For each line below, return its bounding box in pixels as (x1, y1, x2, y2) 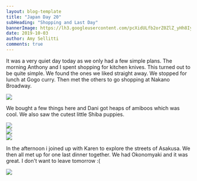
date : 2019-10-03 (6, 30, 49, 36)
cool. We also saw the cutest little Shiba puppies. (6, 111, 125, 118)
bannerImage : (6, 25, 38, 31)
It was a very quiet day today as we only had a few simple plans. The (6, 57, 172, 64)
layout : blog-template (6, 8, 62, 15)
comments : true (6, 42, 43, 47)
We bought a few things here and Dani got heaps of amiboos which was (6, 104, 180, 111)
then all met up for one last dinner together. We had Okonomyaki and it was (6, 151, 188, 158)
